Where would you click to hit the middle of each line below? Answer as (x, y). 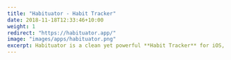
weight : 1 (22, 26)
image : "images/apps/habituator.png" (62, 39)
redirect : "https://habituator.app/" (62, 33)
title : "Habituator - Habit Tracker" (62, 13)
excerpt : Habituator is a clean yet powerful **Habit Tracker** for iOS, (116, 46)
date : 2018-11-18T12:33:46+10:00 (55, 20)
